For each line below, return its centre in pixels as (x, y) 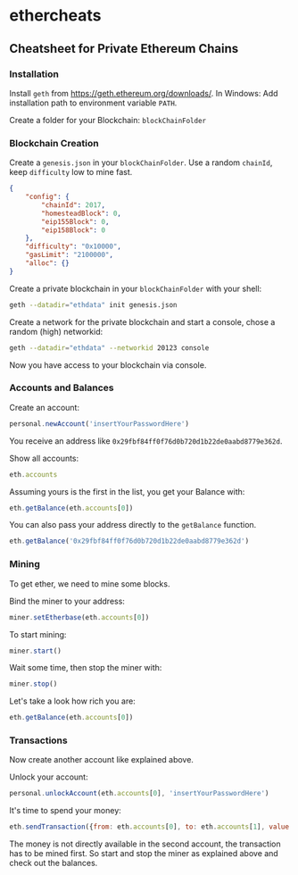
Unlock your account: (49, 777)
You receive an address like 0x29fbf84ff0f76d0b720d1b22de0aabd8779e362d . (146, 441)
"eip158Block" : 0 (73, 230)
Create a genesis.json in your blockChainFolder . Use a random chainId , (141, 162)
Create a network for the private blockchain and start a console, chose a (142, 321)
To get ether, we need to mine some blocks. (90, 583)
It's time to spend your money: (66, 811)
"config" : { (47, 197)
